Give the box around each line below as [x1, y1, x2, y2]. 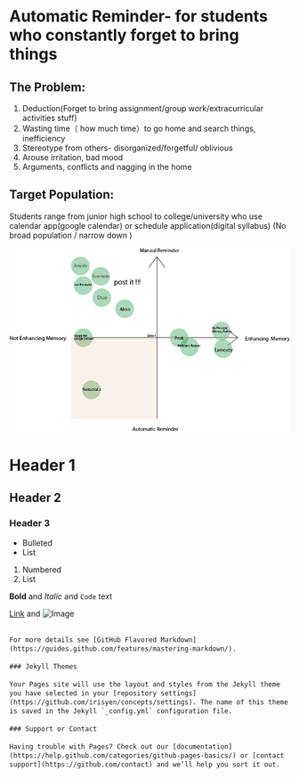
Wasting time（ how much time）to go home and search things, [21, 123, 256, 134]
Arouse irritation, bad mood [21, 152, 124, 162]
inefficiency [21, 134, 66, 143]
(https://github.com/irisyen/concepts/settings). [9, 697, 198, 707]
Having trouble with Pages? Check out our [9, 742, 169, 751]
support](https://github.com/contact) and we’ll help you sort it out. [9, 759, 280, 769]
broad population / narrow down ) [9, 230, 133, 240]
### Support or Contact [9, 724, 98, 733]
